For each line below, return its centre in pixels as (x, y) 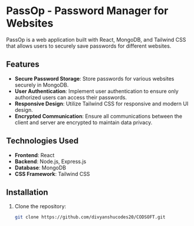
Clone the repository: (40, 207)
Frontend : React (34, 155)
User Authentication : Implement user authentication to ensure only (96, 91)
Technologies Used (42, 141)
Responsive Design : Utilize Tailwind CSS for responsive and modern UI (101, 104)
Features (23, 64)
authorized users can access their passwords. (71, 97)
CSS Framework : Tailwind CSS (52, 174)
